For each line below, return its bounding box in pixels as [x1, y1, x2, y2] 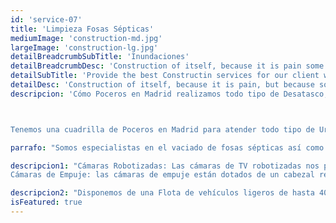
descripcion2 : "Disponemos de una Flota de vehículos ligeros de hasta [10, 188, 315, 198]
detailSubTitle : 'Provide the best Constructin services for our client [10, 71, 320, 81]
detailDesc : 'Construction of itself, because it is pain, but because [10, 80, 315, 90]
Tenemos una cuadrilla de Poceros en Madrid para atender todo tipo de [10, 124, 315, 135]
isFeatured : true [10, 197, 83, 208]
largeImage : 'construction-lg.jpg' [10, 42, 159, 53]
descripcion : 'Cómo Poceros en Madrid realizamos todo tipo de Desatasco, [10, 89, 329, 99]
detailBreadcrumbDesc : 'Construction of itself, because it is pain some [10, 61, 325, 71]
